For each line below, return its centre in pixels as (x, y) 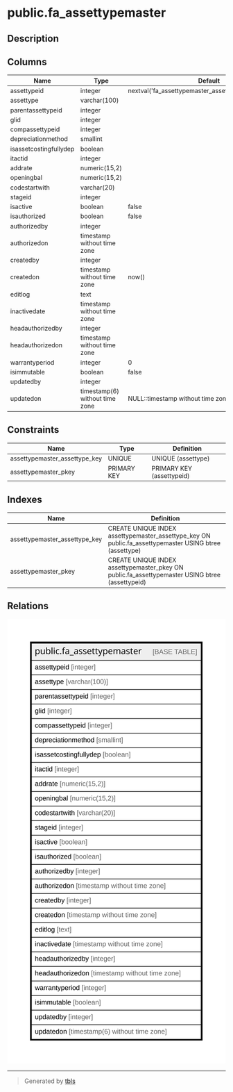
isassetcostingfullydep (42, 149)
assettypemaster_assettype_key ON (159, 536)
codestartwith (30, 187)
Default (209, 81)
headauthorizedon (36, 345)
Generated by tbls (50, 1081)
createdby (25, 260)
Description (33, 39)
